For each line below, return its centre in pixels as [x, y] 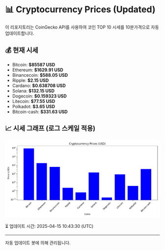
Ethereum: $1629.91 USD [38, 70]
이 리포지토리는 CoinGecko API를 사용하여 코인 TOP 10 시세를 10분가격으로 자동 [82, 27]
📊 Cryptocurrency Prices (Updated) [80, 10]
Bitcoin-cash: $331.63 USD [40, 112]
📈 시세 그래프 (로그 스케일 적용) [50, 128]
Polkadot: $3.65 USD [34, 106]
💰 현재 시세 [22, 50]
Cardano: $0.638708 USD [39, 85]
